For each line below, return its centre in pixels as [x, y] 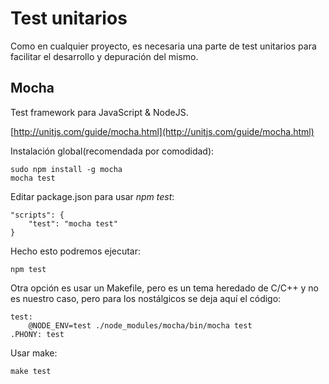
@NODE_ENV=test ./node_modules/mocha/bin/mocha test [140, 325]
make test [31, 371]
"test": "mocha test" [73, 223]
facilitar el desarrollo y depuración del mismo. [104, 56]
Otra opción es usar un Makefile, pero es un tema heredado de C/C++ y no [164, 288]
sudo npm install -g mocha [66, 169]
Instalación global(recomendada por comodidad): [112, 151]
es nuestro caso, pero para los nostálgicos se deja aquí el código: [146, 298]
